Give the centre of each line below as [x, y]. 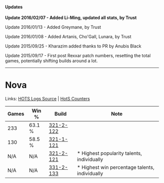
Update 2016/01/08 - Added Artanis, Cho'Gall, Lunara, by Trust [68, 37]
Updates [14, 7]
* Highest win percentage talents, [116, 167]
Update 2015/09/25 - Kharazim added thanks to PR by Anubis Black [73, 46]
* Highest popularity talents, [110, 153]
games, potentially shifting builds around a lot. [51, 61]
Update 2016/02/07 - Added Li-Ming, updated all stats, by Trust [71, 18]
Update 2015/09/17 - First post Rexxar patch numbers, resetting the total [78, 56]
